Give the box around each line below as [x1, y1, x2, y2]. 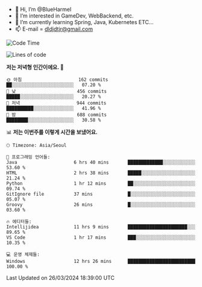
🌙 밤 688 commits [6, 112, 107, 118]
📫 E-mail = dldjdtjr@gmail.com [14, 25, 93, 33]
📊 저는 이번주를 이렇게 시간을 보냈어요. [6, 129, 98, 135]
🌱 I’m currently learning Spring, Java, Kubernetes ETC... [14, 19, 154, 25]
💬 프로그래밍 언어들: [6, 154, 51, 160]
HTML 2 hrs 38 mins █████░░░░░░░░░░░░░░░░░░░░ [6, 170, 196, 176]
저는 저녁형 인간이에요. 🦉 [6, 63, 65, 71]
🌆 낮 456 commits [6, 88, 107, 94]
